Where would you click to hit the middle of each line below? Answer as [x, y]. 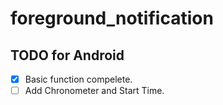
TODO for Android [67, 55]
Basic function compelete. [78, 79]
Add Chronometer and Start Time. [94, 91]
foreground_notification [112, 18]
